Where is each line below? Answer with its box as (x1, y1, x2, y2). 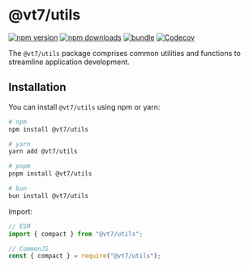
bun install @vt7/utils (8, 192, 89, 200)
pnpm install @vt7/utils (8, 170, 92, 178)
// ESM (8, 222, 31, 231)
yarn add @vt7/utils (8, 148, 79, 156)
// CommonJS (8, 244, 49, 253)
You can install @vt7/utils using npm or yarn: (8, 102, 161, 111)
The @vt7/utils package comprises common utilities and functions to (8, 48, 241, 58)
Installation (8, 80, 67, 94)
